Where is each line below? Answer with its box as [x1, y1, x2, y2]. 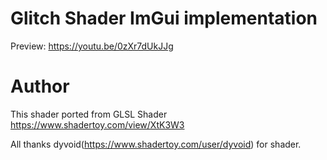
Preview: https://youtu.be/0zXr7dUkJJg [10, 40, 174, 52]
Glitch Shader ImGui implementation [10, 7, 318, 30]
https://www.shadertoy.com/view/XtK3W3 [10, 118, 185, 131]
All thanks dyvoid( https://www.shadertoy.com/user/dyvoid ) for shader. [10, 138, 302, 150]
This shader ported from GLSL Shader [10, 108, 168, 120]
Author [10, 75, 70, 98]
